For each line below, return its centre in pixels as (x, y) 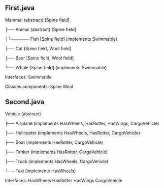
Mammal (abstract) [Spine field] (37, 20)
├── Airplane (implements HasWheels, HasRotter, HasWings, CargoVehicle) (82, 123)
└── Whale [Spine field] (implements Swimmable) (56, 67)
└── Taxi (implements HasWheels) (41, 171)
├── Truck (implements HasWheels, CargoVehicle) (57, 161)
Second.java (25, 102)
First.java (20, 8)
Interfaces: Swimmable (28, 77)
